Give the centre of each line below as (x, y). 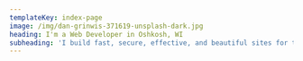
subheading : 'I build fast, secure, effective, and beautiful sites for (149, 43)
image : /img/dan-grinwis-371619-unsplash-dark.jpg (106, 26)
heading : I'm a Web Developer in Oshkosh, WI (96, 34)
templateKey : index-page (56, 17)
